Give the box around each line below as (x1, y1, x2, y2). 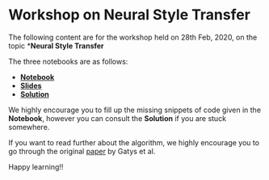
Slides (19, 81, 42, 90)
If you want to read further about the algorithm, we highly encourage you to (8, 137, 260, 147)
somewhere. (8, 122, 50, 132)
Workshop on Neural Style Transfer (8, 6, 250, 24)
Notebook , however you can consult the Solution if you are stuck (8, 113, 227, 123)
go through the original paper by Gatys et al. (8, 146, 156, 156)
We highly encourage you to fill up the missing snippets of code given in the (8, 105, 261, 115)
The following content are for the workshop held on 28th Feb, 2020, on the (8, 32, 258, 42)
